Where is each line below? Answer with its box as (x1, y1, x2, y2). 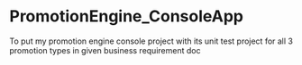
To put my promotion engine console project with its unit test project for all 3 (9, 36, 293, 46)
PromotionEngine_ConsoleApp (9, 6, 243, 27)
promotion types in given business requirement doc (9, 45, 201, 55)
